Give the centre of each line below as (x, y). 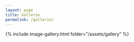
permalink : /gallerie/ (30, 19)
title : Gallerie (23, 15)
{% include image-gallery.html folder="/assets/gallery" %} (67, 34)
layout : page (19, 10)
